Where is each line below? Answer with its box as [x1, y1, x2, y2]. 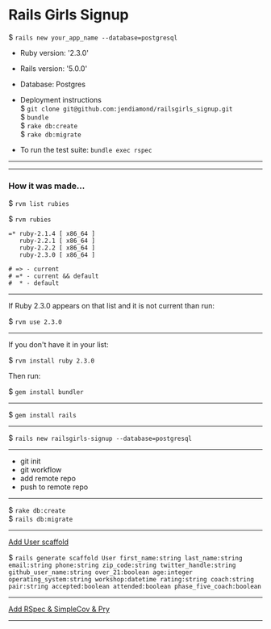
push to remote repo [19, 482, 89, 492]
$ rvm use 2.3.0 [8, 317, 62, 326]
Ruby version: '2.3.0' [19, 48, 90, 57]
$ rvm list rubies [8, 199, 70, 208]
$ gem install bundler [8, 387, 84, 396]
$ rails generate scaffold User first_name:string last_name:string [8, 553, 243, 563]
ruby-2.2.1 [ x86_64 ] [19, 237, 95, 245]
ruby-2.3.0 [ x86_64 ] [19, 251, 95, 259]
